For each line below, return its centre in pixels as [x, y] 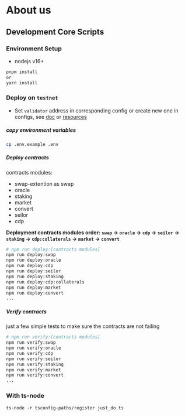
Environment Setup [34, 49]
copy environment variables [41, 130]
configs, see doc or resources [51, 117]
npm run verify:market [34, 370]
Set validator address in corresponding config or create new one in [96, 110]
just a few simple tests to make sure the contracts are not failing [83, 326]
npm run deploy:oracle [34, 260]
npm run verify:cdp [30, 353]
